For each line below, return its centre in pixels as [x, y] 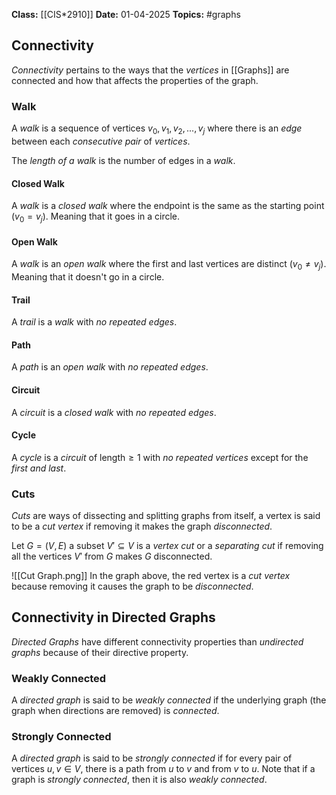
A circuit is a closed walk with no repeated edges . [114, 412]
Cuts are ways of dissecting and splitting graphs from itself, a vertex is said [166, 516]
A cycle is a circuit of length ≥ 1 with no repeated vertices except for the [160, 457]
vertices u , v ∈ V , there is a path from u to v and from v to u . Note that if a [163, 769]
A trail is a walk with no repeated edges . [94, 322]
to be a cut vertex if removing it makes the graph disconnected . [142, 526]
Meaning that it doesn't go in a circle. [88, 276]
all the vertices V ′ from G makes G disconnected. [112, 556]
